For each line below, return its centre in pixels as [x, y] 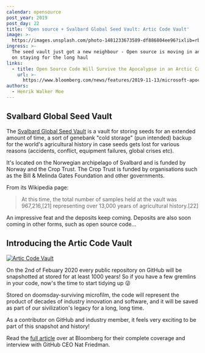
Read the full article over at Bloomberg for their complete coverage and [96, 338]
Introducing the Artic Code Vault [69, 243]
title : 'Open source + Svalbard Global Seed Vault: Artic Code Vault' [98, 29]
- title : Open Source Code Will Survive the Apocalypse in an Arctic [102, 69]
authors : [17, 86]
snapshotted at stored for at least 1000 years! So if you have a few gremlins [101, 277]
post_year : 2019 [27, 18]
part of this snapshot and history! [48, 326]
